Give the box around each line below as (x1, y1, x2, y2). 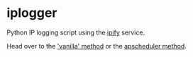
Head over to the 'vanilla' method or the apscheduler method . (6, 42, 187, 50)
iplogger (6, 5, 57, 21)
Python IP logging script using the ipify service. (6, 28, 145, 37)
